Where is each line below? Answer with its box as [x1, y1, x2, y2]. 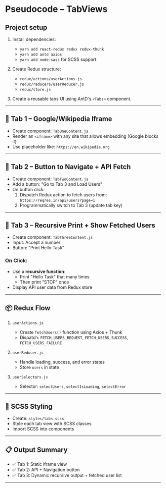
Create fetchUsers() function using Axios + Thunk [19, 329, 123, 335]
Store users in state [19, 364, 59, 370]
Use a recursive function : [12, 269, 66, 274]
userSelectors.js [12, 375, 48, 380]
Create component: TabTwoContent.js [12, 176, 89, 182]
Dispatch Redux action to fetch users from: [19, 192, 107, 198]
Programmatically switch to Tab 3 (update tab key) [19, 202, 123, 208]
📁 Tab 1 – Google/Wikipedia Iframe [5, 115, 113, 123]
